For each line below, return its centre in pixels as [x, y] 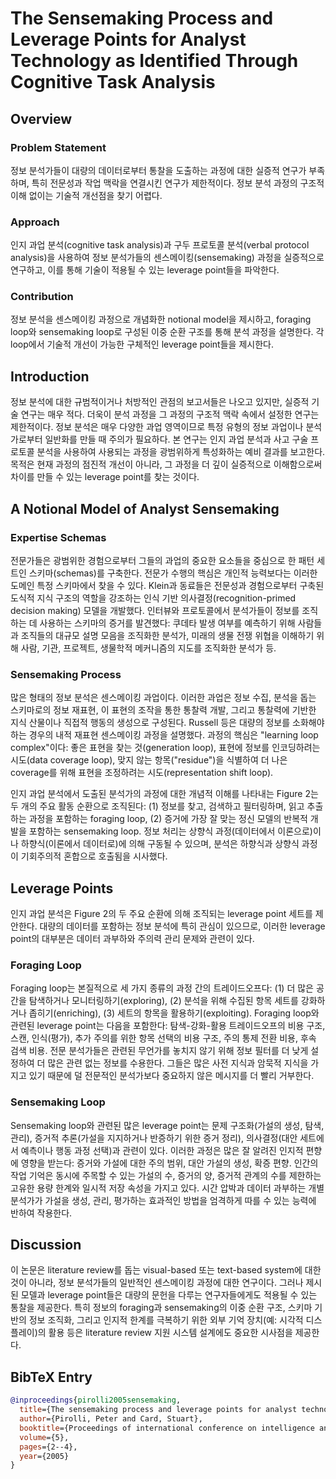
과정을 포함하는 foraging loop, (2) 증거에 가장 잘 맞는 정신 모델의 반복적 [168, 819]
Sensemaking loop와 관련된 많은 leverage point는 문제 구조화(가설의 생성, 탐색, [167, 1125]
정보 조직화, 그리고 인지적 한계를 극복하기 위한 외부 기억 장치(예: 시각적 [166, 1320]
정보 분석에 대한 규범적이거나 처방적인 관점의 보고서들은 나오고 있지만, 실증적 [160, 402]
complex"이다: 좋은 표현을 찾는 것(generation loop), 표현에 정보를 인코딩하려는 [165, 748]
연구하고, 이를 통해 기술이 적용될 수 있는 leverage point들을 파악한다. [145, 270]
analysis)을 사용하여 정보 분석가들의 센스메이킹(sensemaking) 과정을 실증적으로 [167, 258]
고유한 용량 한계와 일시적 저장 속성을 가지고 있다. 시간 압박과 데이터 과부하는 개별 [167, 1188]
